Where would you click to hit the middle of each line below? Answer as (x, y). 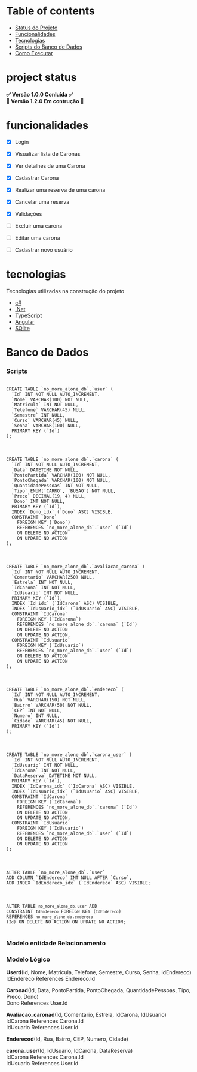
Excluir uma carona (39, 226)
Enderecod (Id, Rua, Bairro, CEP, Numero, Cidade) (67, 1039)
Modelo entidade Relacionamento (56, 943)
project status (41, 78)
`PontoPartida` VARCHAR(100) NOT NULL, (61, 475)
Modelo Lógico (28, 959)
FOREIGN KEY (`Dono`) (44, 522)
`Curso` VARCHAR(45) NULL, (45, 420)
